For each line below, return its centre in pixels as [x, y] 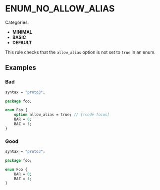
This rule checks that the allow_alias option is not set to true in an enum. [80, 52]
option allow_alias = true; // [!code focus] [62, 115]
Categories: [17, 22]
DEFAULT [22, 42]
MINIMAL [22, 32]
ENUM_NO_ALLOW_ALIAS [60, 9]
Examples [21, 68]
